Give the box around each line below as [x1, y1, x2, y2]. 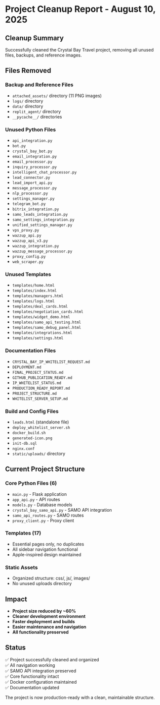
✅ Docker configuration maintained [5, 679, 77, 685]
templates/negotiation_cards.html [12, 309, 83, 314]
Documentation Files [5, 347, 56, 354]
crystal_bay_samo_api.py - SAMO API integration [12, 507, 112, 513]
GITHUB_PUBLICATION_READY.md [12, 375, 73, 380]
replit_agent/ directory [12, 108, 61, 115]
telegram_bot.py [12, 201, 46, 206]
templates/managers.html [12, 294, 64, 298]
